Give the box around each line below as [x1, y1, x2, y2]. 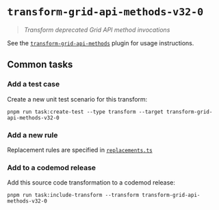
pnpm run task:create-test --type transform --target [7, 108, 164, 115]
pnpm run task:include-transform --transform [7, 191, 139, 199]
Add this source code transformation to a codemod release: [7, 178, 176, 187]
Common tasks [7, 59, 73, 71]
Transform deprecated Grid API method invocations [23, 25, 170, 34]
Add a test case [7, 80, 60, 89]
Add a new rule [7, 130, 58, 139]
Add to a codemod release [7, 163, 96, 172]
